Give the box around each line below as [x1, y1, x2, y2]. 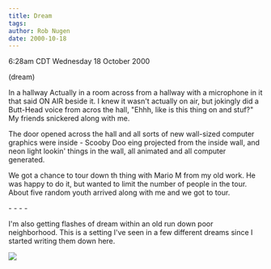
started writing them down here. [8, 236, 116, 246]
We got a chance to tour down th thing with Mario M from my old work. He [8, 170, 256, 180]
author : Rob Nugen [8, 27, 70, 35]
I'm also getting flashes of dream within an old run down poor [8, 219, 214, 229]
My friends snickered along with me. [8, 114, 130, 124]
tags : [8, 19, 27, 27]
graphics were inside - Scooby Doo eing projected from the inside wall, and [8, 138, 260, 148]
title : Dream [8, 11, 53, 20]
